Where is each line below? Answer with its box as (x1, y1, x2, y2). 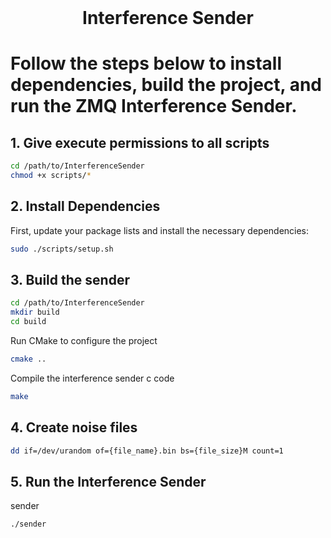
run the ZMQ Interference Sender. (10, 95, 298, 118)
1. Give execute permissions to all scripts (10, 134, 270, 151)
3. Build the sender (10, 272, 130, 289)
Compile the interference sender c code (10, 372, 175, 384)
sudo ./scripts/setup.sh (10, 244, 114, 254)
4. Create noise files (10, 419, 138, 436)
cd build (10, 317, 47, 327)
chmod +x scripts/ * (10, 171, 92, 181)
